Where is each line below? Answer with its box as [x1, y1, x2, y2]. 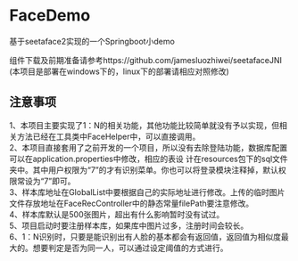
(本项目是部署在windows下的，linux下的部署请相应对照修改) [9, 66, 229, 77]
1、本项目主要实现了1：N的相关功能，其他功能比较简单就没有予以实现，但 [9, 119, 279, 130]
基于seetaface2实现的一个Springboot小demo [9, 36, 176, 46]
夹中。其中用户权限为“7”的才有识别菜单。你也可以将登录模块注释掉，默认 [9, 164, 279, 175]
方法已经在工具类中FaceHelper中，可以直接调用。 [16, 131, 201, 142]
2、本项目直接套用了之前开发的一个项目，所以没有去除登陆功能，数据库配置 [9, 142, 288, 152]
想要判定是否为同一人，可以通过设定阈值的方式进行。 [32, 242, 228, 253]
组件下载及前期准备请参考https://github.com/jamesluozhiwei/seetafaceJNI [9, 54, 283, 65]
